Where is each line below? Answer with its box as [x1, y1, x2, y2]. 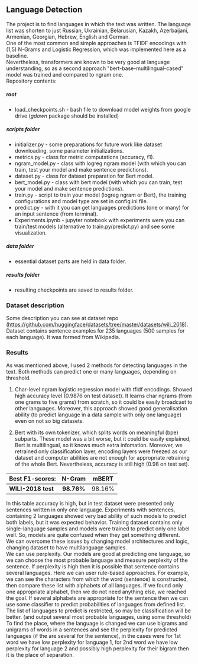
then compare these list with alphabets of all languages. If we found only [6, 582, 183, 589]
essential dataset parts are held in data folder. [14, 258, 126, 265]
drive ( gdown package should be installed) [14, 112, 119, 119]
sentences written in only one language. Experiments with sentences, [6, 506, 176, 513]
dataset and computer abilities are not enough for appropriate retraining [14, 454, 190, 461]
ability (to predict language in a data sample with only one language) [14, 411, 182, 418]
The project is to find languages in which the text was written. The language [6, 20, 191, 27]
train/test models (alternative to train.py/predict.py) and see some [14, 223, 175, 230]
